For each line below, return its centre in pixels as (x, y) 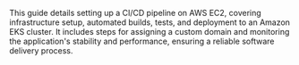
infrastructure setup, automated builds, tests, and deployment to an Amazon (150, 22)
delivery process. (41, 51)
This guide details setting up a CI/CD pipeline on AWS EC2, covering (135, 13)
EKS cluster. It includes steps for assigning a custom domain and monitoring (149, 32)
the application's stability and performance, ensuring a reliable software (142, 41)
